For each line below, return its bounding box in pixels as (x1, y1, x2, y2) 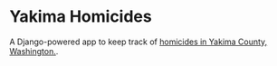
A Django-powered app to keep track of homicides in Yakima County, (9, 36, 268, 47)
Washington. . (9, 45, 59, 56)
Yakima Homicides (9, 6, 152, 27)
